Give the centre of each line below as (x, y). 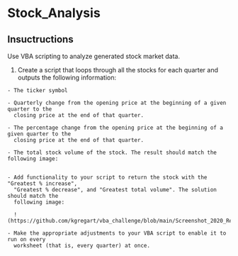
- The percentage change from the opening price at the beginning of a (115, 128)
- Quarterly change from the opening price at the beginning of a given (117, 103)
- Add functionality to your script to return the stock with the (107, 177)
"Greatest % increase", (42, 184)
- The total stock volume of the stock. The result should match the (112, 152)
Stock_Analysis (54, 13)
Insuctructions (40, 39)
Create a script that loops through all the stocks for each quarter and (118, 70)
